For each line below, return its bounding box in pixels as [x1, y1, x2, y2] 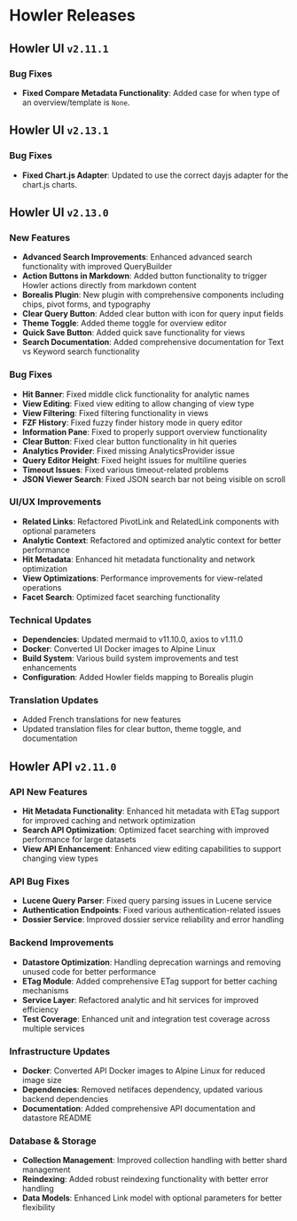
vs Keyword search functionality [21, 346, 140, 357]
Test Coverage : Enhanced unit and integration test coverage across [21, 1013, 270, 1024]
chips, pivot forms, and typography [21, 299, 151, 309]
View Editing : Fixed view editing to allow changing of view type [21, 398, 254, 409]
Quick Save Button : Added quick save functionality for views [21, 327, 246, 338]
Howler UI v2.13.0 [9, 205, 109, 220]
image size [21, 1075, 62, 1086]
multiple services [21, 1023, 85, 1033]
